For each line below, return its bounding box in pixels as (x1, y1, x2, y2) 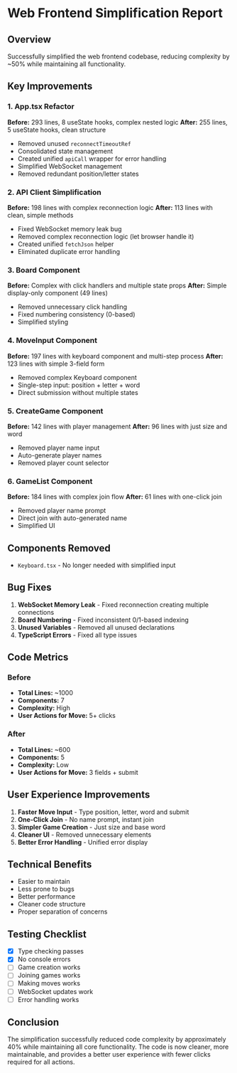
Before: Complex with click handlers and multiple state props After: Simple (7, 281, 227, 290)
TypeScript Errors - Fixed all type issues (17, 630, 137, 639)
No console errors (17, 955, 71, 963)
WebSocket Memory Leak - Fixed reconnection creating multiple (17, 600, 209, 609)
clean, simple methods (7, 211, 74, 219)
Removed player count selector (17, 458, 109, 467)
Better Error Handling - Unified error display (17, 837, 148, 846)
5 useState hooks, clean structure (7, 125, 106, 134)
